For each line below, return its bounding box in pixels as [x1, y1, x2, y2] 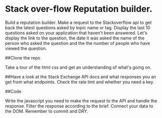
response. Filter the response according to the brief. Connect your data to [5, 103, 154, 109]
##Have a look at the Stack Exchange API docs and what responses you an [5, 74, 156, 79]
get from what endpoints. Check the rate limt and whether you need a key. [5, 79, 155, 85]
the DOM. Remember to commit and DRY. [5, 108, 89, 114]
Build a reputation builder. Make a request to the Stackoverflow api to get [5, 20, 152, 25]
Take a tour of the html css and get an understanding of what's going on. [5, 64, 152, 70]
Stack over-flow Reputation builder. [5, 3, 153, 15]
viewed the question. [5, 45, 47, 51]
